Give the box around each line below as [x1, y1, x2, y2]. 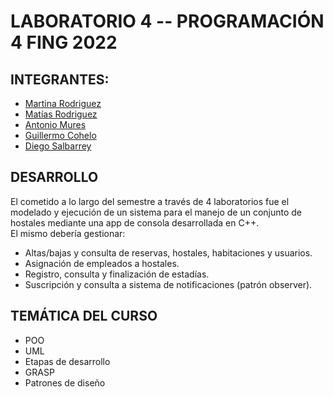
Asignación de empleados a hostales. [24, 257, 180, 269]
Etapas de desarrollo [24, 355, 111, 367]
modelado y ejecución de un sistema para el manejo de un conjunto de [10, 206, 303, 218]
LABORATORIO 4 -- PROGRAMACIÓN [10, 10, 325, 33]
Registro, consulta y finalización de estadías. [24, 268, 210, 280]
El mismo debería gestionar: [10, 227, 126, 239]
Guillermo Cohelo [24, 130, 97, 141]
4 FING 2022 [10, 31, 118, 54]
